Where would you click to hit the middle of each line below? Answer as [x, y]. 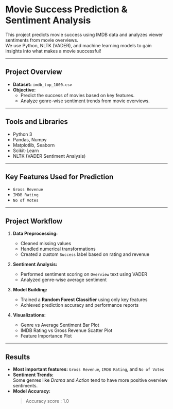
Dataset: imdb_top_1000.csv [42, 84]
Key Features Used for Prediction [59, 176]
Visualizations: [29, 315]
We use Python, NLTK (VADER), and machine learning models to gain [79, 45]
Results [18, 357]
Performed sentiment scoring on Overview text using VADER [84, 274]
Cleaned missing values [46, 244]
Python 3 [22, 134]
